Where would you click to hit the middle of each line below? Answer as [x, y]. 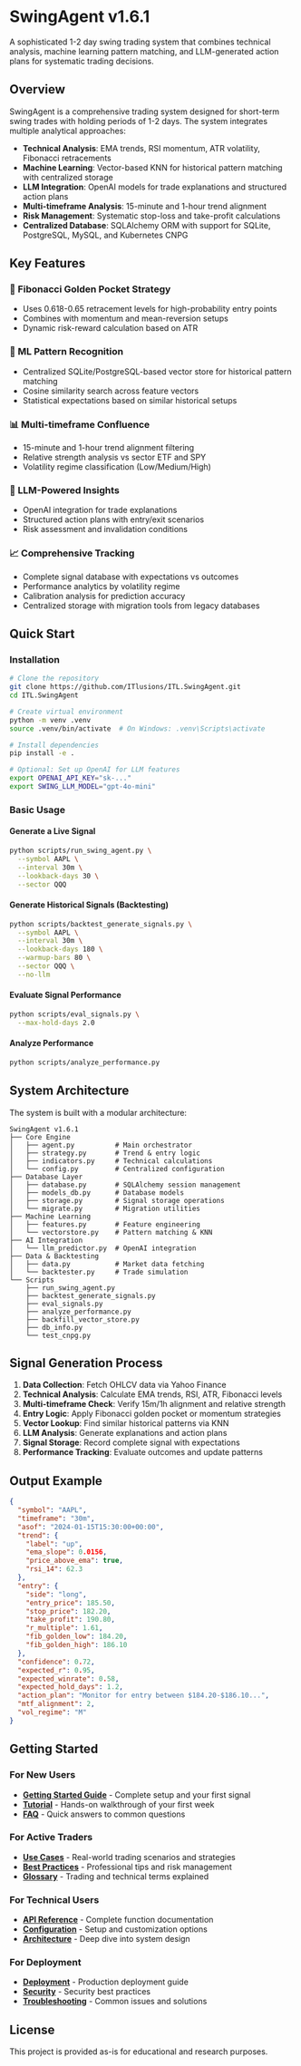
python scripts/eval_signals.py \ [75, 1014]
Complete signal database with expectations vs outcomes [131, 577]
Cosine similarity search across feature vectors [111, 391]
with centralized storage [68, 177]
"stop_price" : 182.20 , [68, 1611]
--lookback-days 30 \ [58, 876]
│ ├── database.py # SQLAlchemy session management [126, 1185]
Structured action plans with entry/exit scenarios [113, 519]
